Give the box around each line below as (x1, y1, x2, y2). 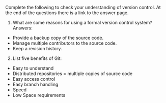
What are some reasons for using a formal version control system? (12, 20, 153, 25)
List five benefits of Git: (12, 55, 62, 61)
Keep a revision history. (12, 46, 62, 51)
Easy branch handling (12, 81, 59, 87)
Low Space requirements (12, 92, 66, 98)
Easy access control (12, 76, 56, 82)
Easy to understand (12, 65, 54, 71)
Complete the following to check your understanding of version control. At (5, 5, 161, 10)
